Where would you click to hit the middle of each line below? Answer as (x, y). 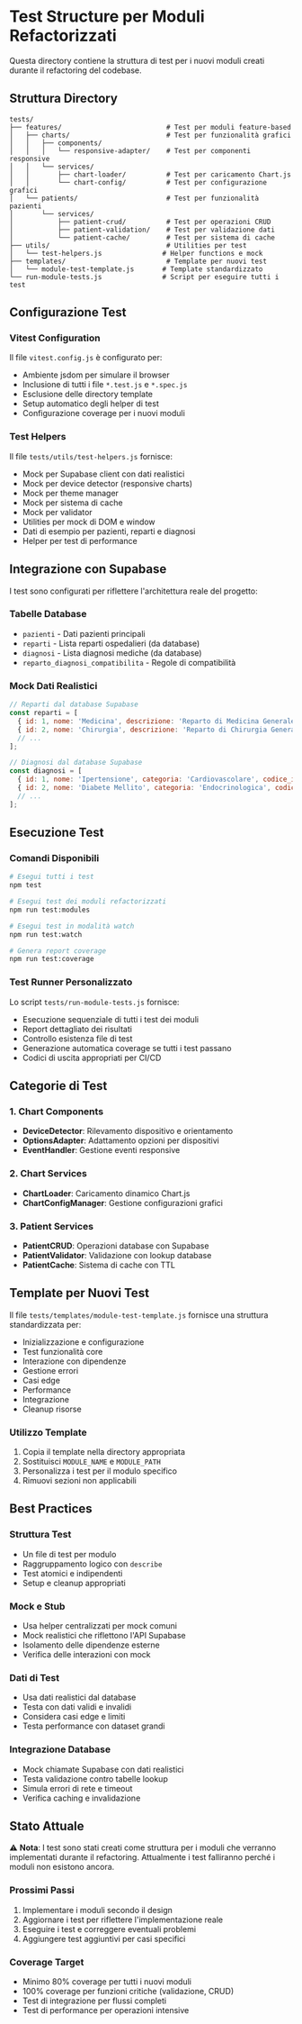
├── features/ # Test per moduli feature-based (151, 127)
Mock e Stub (37, 1606)
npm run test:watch (46, 934)
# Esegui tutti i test (52, 877)
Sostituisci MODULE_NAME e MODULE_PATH (92, 1462)
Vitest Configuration (55, 338)
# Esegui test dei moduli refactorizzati (88, 902)
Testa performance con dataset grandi (93, 1726)
